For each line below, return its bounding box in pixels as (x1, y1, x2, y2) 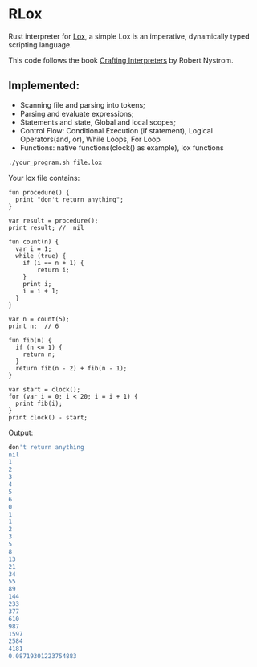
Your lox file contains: (8, 173, 80, 182)
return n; (22, 350, 56, 358)
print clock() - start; (8, 413, 88, 422)
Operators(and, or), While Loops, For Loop (19, 134, 161, 144)
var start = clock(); (8, 385, 81, 394)
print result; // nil (8, 223, 84, 231)
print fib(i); (15, 399, 63, 407)
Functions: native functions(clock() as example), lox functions (19, 142, 224, 153)
